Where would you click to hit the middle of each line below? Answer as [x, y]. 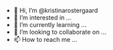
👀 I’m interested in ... [42, 18]
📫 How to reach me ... [45, 40]
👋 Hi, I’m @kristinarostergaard [55, 10]
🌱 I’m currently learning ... [50, 25]
